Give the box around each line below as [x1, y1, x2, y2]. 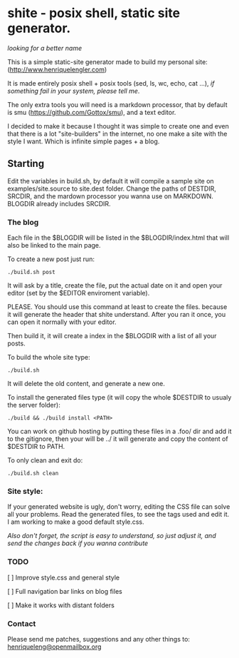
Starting [7, 158, 45, 170]
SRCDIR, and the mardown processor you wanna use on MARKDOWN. [7, 191, 213, 201]
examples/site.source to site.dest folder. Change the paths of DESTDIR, [7, 184, 217, 193]
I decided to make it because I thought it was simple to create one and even [7, 121, 229, 130]
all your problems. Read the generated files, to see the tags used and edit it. [7, 510, 230, 519]
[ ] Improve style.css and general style [7, 573, 120, 582]
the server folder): [7, 401, 60, 410]
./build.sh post [7, 269, 55, 276]
